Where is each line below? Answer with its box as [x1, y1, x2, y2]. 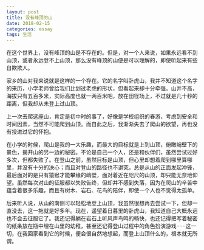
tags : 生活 [6, 32, 32, 38]
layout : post [6, 9, 39, 15]
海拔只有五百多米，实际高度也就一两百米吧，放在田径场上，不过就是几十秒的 [6, 92, 198, 100]
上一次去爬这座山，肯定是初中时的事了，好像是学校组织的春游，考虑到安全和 [6, 113, 198, 120]
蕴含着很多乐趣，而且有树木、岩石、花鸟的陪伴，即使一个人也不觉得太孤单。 [6, 187, 198, 194]
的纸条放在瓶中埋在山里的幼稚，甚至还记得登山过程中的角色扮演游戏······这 [6, 223, 191, 230]
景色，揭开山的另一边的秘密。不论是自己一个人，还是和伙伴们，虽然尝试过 [6, 148, 192, 156]
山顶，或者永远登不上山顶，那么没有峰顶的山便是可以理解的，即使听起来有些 [6, 57, 198, 64]
